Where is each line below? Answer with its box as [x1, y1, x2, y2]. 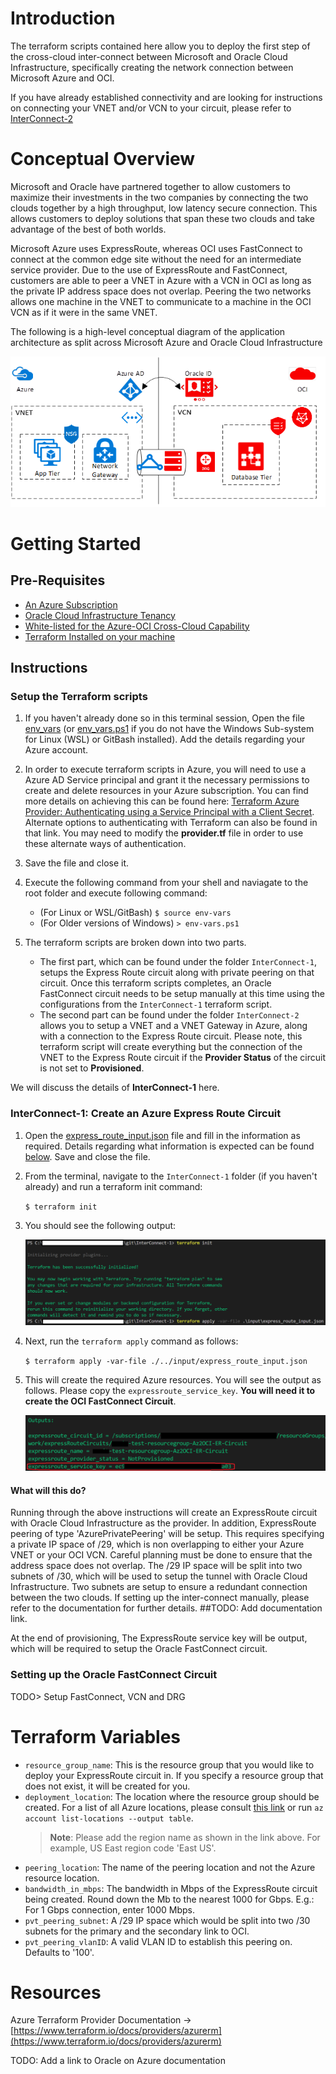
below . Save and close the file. [24, 1150, 151, 1162]
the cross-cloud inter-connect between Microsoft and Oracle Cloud [10, 50, 288, 62]
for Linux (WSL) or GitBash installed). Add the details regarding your [24, 733, 306, 746]
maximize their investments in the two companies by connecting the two [10, 191, 309, 203]
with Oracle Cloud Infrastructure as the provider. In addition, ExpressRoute [10, 1517, 317, 1529]
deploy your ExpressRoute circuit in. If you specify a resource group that [24, 1769, 324, 1781]
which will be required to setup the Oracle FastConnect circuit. [10, 1643, 268, 1655]
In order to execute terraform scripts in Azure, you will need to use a [24, 763, 307, 776]
